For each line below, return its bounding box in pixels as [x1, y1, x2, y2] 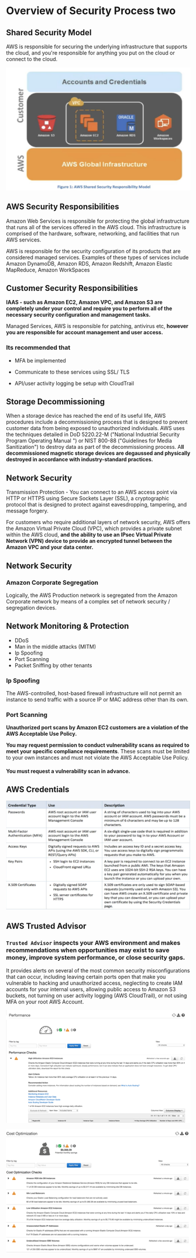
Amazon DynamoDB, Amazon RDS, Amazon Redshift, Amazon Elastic [6, 260, 173, 267]
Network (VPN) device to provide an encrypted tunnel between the [6, 538, 173, 545]
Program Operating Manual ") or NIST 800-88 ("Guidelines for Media [6, 437, 173, 444]
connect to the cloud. [6, 56, 58, 62]
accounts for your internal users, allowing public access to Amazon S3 [6, 985, 176, 992]
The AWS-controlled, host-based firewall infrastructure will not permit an [6, 690, 182, 697]
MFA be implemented [14, 357, 66, 364]
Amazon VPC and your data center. [6, 544, 94, 551]
